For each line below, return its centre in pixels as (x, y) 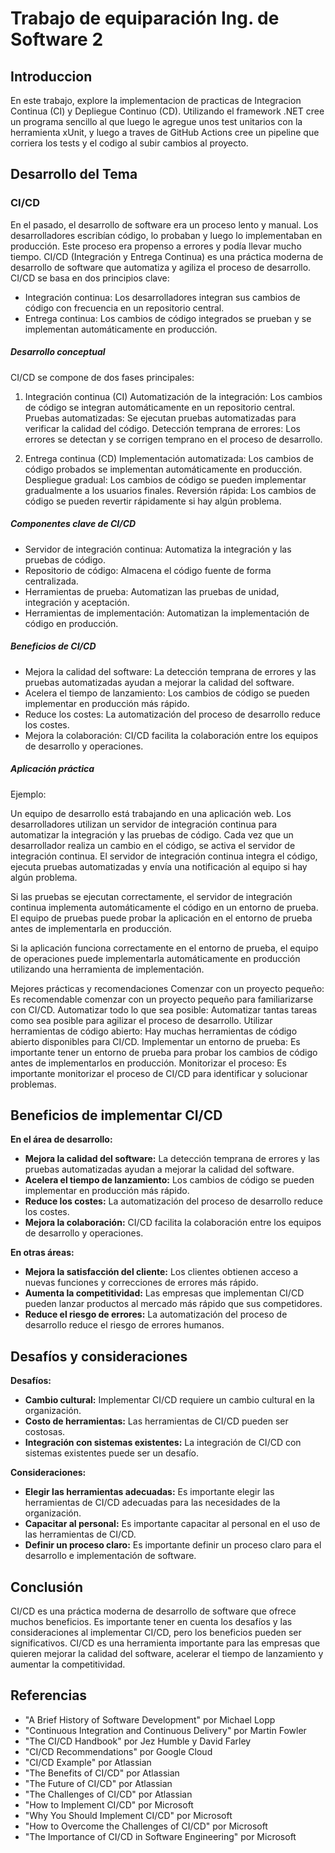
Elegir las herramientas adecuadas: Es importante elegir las (149, 1492)
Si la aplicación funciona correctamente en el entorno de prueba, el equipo (164, 948)
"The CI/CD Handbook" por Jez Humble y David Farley (138, 1741)
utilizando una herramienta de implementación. (107, 969)
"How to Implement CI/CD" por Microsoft (109, 1804)
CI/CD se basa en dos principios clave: (90, 278)
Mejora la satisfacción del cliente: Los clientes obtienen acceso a (161, 1272)
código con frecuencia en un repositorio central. (124, 308)
